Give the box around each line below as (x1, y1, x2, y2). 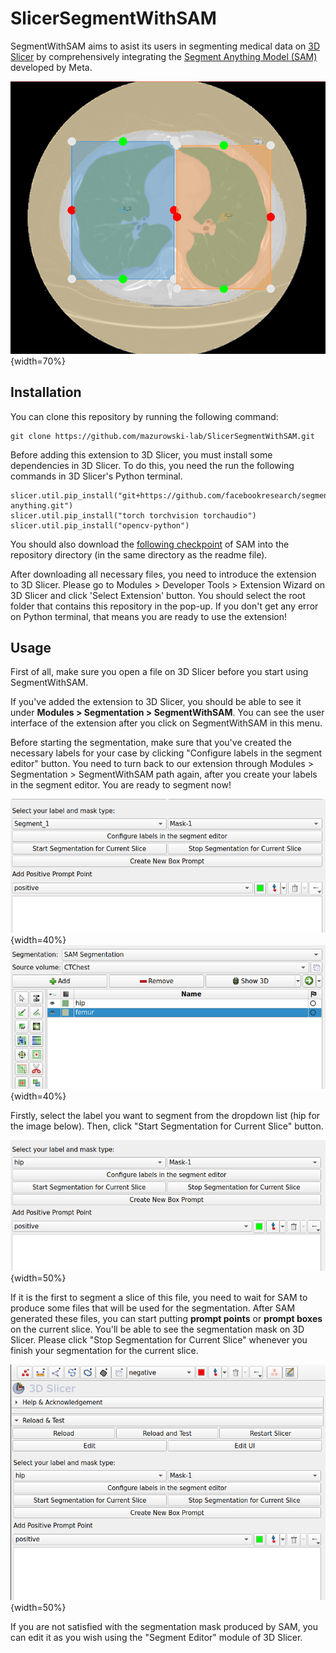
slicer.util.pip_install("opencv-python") (10, 520, 190, 531)
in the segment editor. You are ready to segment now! (10, 779, 232, 791)
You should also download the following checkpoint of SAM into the (10, 538, 290, 550)
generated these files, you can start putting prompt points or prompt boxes (10, 1313, 323, 1325)
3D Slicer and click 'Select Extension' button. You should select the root (10, 589, 306, 601)
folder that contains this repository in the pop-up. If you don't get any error (10, 600, 319, 612)
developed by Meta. (10, 61, 93, 73)
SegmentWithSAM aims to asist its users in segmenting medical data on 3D (10, 40, 321, 52)
